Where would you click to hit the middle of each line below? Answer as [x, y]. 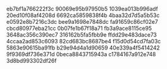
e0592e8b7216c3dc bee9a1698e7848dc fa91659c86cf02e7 [82, 22]
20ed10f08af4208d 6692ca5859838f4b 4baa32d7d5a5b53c [83, 15]
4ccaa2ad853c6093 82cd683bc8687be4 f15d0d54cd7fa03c [83, 41]
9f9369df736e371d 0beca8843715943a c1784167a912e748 [81, 54]
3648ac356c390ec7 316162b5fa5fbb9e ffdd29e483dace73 [82, 35]
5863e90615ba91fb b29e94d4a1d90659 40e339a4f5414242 [83, 48]
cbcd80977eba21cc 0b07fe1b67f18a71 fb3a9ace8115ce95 [79, 28]
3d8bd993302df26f [32, 61]
